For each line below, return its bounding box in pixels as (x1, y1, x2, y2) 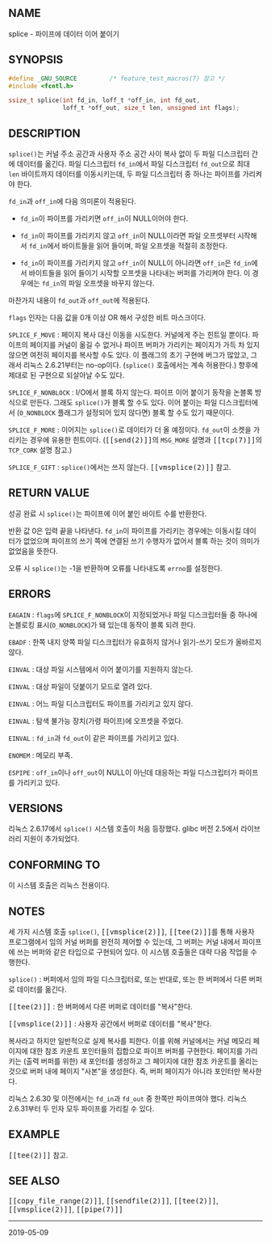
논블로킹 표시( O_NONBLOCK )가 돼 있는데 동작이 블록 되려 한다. (8, 620, 196, 629)
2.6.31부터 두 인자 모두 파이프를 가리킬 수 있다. (8, 1104, 155, 1113)
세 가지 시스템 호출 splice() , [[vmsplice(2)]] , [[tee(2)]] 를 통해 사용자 (8, 927, 255, 937)
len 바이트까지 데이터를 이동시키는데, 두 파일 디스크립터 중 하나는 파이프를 (8, 169, 241, 179)
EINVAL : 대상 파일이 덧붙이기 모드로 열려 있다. (8, 681, 152, 691)
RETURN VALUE (8, 486, 90, 500)
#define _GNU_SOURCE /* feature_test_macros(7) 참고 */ (8, 74, 226, 83)
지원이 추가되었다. (23, 834, 80, 844)
